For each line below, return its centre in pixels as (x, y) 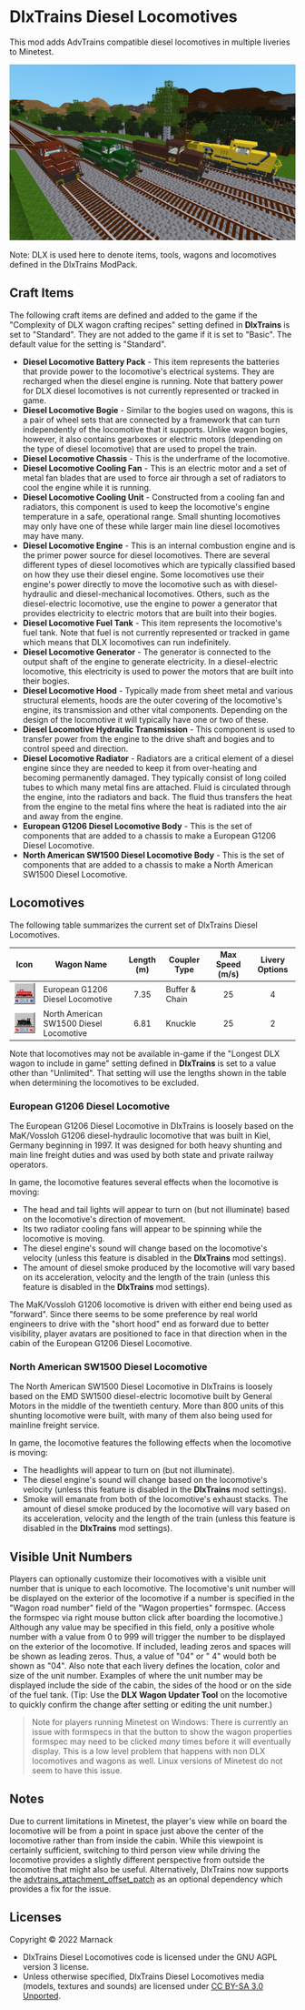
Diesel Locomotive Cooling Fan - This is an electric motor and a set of (155, 468)
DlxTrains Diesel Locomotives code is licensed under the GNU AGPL (150, 1957)
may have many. (53, 535)
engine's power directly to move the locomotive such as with (136, 584)
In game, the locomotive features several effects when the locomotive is (144, 1182)
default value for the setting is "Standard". (88, 344)
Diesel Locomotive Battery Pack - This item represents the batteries (151, 361)
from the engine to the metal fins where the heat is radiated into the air (155, 807)
